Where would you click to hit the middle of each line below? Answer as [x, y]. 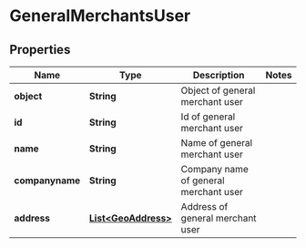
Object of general [218, 90]
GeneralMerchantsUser [100, 16]
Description [219, 75]
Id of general [208, 117]
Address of [204, 207]
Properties [40, 50]
